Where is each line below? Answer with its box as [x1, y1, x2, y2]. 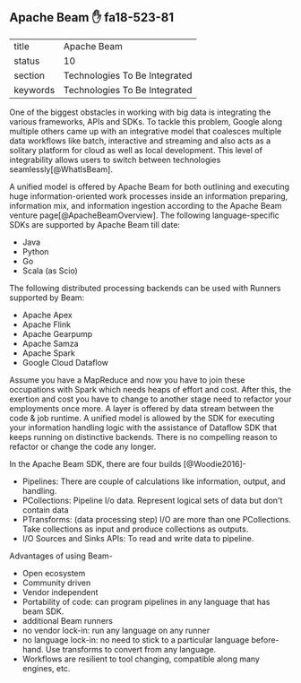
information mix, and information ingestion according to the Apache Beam [9, 200, 282, 211]
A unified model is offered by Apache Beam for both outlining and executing [9, 181, 289, 192]
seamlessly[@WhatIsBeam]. [9, 163, 114, 175]
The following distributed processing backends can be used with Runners [9, 282, 281, 293]
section [13, 69, 46, 82]
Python [21, 246, 49, 256]
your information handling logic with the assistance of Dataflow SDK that [9, 422, 278, 433]
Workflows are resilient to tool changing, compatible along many [21, 653, 260, 664]
